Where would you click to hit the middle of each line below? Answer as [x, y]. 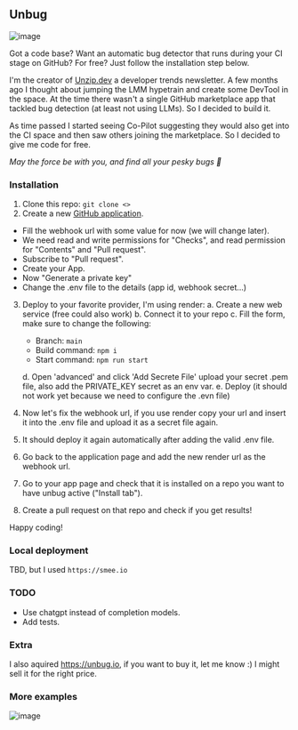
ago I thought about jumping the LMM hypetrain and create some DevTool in [149, 89]
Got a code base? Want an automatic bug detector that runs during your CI [146, 53]
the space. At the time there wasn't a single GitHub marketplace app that [142, 99]
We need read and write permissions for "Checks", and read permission [154, 240]
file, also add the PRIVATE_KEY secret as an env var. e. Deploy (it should [154, 387]
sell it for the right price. [53, 674]
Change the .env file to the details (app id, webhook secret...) [134, 287]
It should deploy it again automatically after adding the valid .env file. [148, 440]
